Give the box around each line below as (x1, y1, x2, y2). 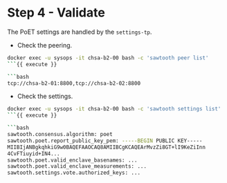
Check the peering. (17, 41, 73, 49)
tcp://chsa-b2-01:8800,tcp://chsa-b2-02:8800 (7, 79, 140, 87)
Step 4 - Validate (7, 5, 105, 21)
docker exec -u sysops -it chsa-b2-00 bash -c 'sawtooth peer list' (7, 54, 209, 61)
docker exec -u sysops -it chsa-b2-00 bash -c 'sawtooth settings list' (7, 106, 221, 113)
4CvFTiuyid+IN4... (7, 150, 60, 157)
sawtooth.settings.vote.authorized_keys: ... (7, 169, 140, 177)
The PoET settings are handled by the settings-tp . (7, 28, 152, 36)
